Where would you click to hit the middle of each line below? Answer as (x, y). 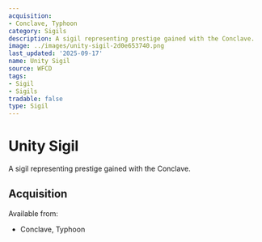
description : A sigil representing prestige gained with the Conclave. (131, 38)
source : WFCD (30, 69)
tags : (17, 76)
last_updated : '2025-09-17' (56, 53)
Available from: (33, 213)
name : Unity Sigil (39, 62)
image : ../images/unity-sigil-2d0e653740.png (86, 46)
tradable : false (36, 99)
